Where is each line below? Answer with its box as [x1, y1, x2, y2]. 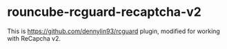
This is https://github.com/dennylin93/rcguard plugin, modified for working [7, 27, 221, 35]
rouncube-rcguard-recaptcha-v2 [7, 4, 201, 20]
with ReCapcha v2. [7, 34, 61, 42]
